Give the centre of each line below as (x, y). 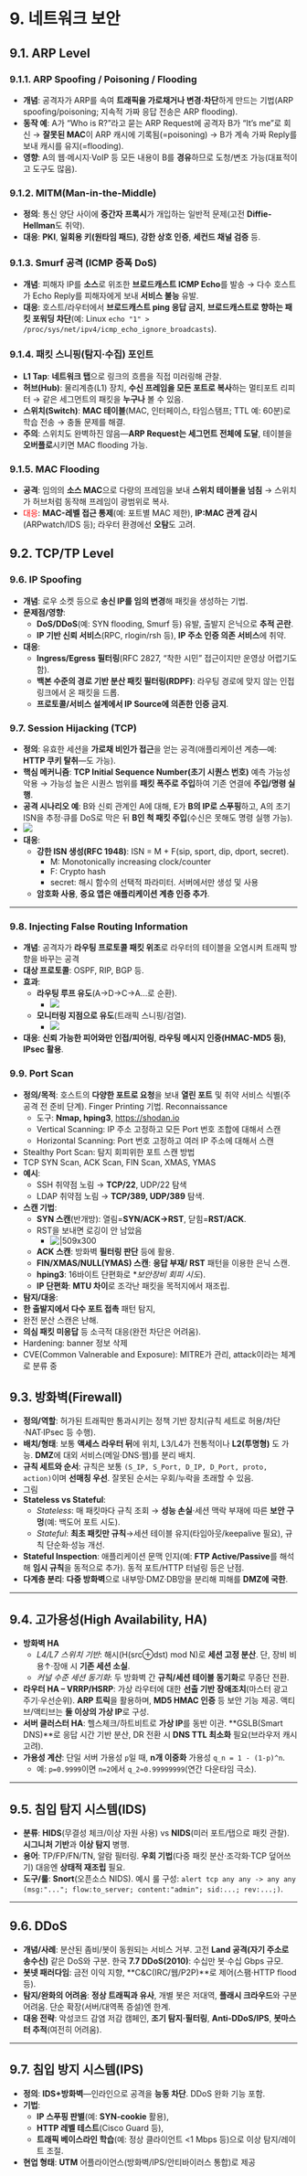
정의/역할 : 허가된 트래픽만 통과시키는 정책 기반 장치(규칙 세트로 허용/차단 (152, 1421)
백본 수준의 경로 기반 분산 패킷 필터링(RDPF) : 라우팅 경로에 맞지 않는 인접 (165, 681)
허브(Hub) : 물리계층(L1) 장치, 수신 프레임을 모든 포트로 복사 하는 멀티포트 (150, 387)
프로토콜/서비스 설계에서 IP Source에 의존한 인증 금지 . (132, 703)
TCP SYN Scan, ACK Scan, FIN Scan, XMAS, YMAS (119, 1162)
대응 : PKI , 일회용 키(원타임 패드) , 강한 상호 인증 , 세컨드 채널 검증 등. (142, 237)
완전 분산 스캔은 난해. (60, 1320)
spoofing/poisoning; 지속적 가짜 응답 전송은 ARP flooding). (130, 112)
